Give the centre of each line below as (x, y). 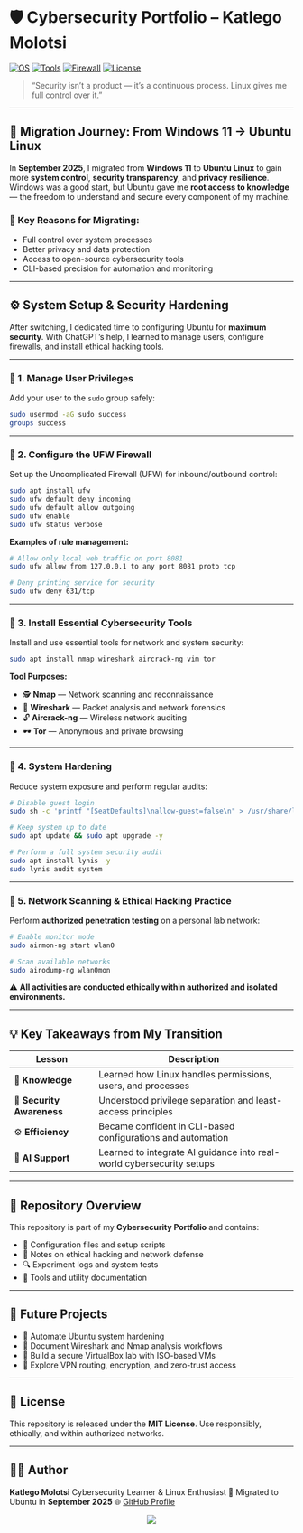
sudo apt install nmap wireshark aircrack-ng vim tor (113, 659)
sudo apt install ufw (50, 491)
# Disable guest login (52, 803)
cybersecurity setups (170, 1164)
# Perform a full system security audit (87, 852)
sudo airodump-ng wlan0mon (60, 970)
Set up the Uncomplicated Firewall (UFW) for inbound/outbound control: (143, 475)
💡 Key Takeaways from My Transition (116, 1034)
